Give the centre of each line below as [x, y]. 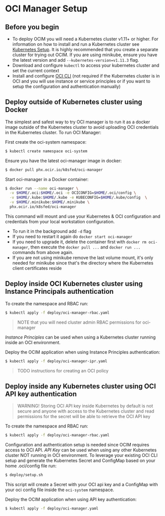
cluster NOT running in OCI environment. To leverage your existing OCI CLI [81, 455]
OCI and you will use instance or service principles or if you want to [81, 81]
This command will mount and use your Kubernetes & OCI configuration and [83, 216]
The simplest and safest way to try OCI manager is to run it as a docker [78, 122]
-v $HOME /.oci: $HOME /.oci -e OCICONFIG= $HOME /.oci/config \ [73, 193]
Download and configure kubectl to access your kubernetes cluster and [86, 65]
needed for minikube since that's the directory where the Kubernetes [83, 263]
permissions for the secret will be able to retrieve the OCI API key [84, 417]
